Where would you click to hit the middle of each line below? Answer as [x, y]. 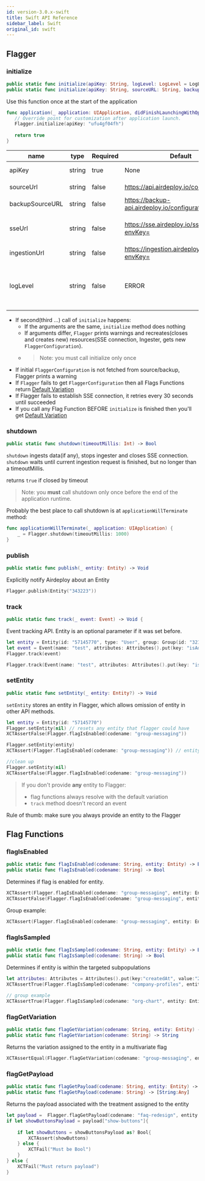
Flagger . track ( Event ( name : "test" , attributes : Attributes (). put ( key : [98, 665]
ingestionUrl [27, 253]
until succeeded [35, 402]
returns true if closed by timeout [47, 481]
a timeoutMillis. [25, 468]
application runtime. [46, 499]
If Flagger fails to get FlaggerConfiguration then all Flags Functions [100, 383]
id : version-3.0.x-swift [38, 12]
